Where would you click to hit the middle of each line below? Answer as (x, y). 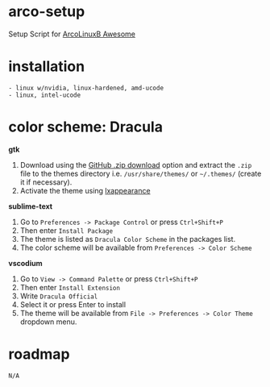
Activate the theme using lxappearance (85, 190)
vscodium (25, 263)
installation (47, 67)
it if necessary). (46, 182)
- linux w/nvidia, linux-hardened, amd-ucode (86, 88)
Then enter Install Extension (70, 287)
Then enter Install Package (66, 230)
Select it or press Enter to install (73, 304)
